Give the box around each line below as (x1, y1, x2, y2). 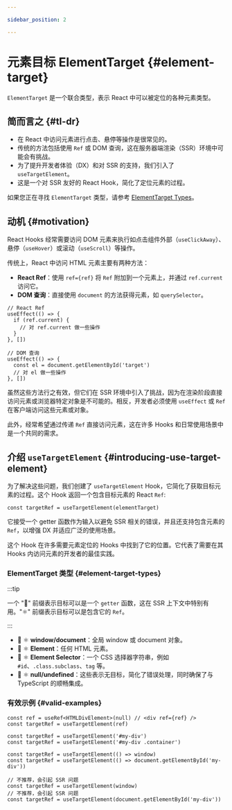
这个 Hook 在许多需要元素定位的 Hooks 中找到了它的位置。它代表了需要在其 (7, 541, 224, 549)
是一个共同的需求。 (7, 429, 62, 438)
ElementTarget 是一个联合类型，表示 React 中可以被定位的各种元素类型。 (7, 93, 215, 101)
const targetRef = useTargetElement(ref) (7, 721, 129, 727)
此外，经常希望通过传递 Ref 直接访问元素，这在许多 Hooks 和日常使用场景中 (7, 420, 224, 429)
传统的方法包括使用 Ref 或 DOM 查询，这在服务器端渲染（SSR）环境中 (17, 144, 218, 153)
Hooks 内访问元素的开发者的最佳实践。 (7, 549, 119, 558)
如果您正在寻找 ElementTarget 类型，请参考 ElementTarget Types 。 (7, 193, 198, 202)
